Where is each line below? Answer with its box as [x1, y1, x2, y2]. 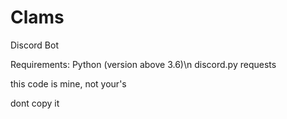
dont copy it [10, 97, 60, 109]
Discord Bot [10, 39, 59, 51]
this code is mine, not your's [10, 77, 127, 90]
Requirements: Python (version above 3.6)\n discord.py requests [10, 58, 277, 70]
